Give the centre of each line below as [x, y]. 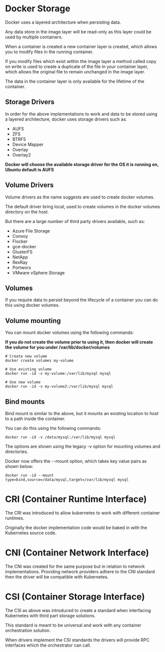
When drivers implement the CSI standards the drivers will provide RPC [77, 640]
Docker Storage [38, 9]
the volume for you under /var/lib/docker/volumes [57, 347]
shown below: [19, 466]
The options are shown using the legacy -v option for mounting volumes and [83, 446]
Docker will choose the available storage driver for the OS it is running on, [82, 164]
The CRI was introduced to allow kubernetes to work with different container [82, 513]
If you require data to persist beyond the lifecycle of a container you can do [82, 300]
